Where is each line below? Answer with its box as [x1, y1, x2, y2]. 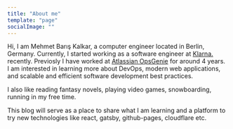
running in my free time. [7, 93, 76, 101]
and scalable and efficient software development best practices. [7, 72, 194, 80]
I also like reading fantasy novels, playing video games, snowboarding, [7, 85, 212, 94]
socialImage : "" [7, 23, 55, 30]
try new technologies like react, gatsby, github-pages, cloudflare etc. [7, 114, 207, 122]
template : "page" [7, 17, 58, 24]
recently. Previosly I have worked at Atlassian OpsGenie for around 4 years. [7, 57, 226, 66]
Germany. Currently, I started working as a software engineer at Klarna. [7, 50, 214, 58]
